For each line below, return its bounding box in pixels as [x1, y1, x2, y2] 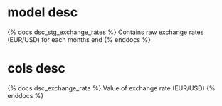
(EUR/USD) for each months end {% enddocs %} [7, 35, 152, 43]
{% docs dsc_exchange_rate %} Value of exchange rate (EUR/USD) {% [7, 83, 216, 92]
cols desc [7, 60, 66, 77]
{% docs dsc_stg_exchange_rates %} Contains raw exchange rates [7, 28, 204, 36]
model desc [7, 4, 78, 21]
